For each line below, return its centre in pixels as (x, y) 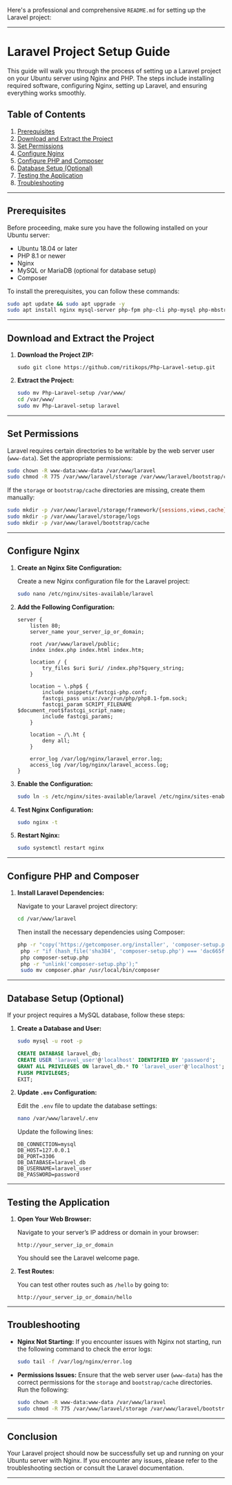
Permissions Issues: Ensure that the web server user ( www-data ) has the (120, 1374)
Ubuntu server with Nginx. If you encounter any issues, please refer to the (113, 1461)
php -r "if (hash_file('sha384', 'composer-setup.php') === (109, 951)
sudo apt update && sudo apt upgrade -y (66, 303)
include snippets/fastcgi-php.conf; (95, 692)
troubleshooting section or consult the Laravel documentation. (96, 1468)
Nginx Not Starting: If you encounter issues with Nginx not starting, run (119, 1341)
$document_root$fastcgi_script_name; (71, 710)
